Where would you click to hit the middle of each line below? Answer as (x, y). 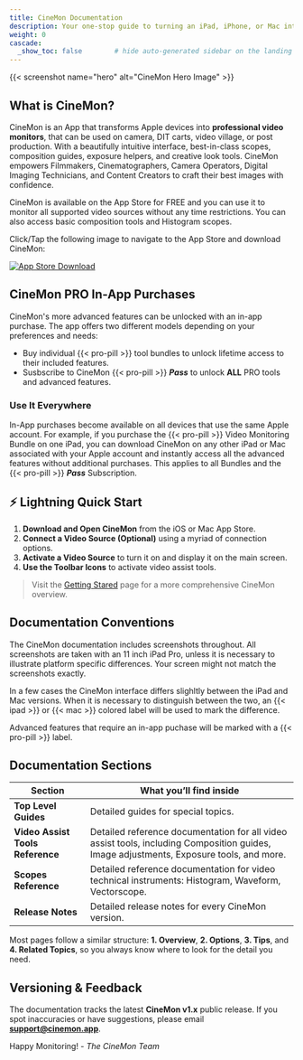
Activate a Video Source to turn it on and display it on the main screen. (155, 558)
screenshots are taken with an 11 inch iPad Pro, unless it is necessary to (142, 654)
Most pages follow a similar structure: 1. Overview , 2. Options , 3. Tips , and (149, 940)
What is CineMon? (62, 105)
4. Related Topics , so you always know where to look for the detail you (141, 950)
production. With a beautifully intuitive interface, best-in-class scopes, (140, 146)
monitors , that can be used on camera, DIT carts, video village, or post (141, 136)
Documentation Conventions (92, 623)
